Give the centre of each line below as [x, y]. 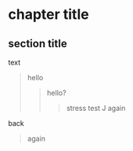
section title [38, 44]
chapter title [49, 15]
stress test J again [96, 108]
